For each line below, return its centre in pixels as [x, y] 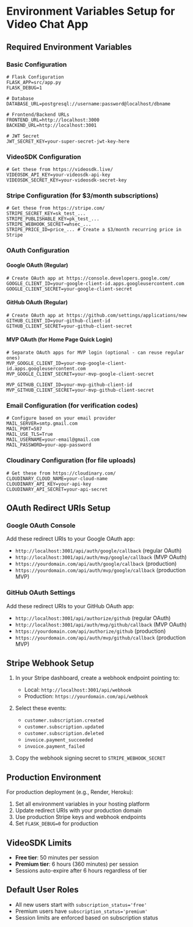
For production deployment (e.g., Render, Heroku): [70, 792]
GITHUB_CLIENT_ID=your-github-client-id [59, 321]
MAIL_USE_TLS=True [30, 434]
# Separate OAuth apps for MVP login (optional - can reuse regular [95, 353]
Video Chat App [47, 24]
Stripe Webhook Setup [50, 663]
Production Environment [54, 777]
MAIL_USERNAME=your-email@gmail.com [53, 440]
